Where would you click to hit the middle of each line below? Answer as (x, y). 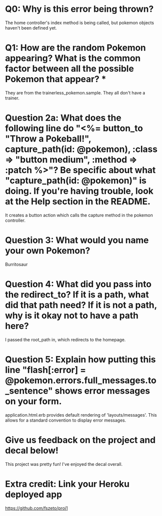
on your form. (34, 401)
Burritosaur (16, 264)
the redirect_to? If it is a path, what (77, 294)
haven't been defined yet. (31, 28)
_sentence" (29, 391)
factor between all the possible (69, 69)
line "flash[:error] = (46, 370)
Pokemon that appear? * (56, 79)
